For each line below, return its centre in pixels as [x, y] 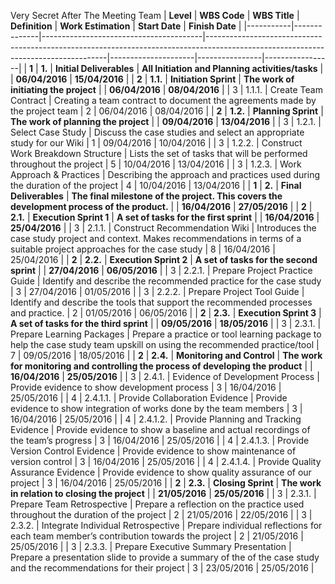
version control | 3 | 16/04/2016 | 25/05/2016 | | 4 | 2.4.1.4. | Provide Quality [166, 461]
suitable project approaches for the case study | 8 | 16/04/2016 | [143, 249]
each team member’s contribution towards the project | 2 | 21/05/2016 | [157, 536]
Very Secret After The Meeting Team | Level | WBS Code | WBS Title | [155, 15]
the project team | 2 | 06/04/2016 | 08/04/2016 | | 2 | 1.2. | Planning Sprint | [167, 111]
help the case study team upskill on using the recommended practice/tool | [165, 344]
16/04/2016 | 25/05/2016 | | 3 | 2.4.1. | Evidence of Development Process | [165, 376]
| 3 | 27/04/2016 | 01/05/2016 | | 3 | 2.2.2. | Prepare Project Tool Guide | [157, 291]
